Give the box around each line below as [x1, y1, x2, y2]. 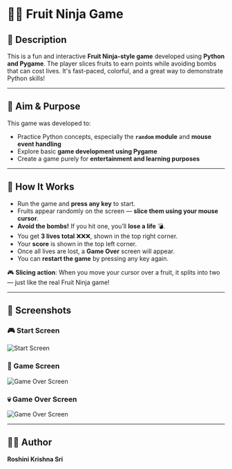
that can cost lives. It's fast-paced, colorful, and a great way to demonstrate [7, 67, 224, 75]
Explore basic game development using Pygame [17, 147, 157, 155]
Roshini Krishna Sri [7, 454, 64, 463]
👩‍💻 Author [7, 436, 52, 448]
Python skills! [7, 74, 46, 82]
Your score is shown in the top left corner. [17, 239, 137, 248]
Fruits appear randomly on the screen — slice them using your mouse [17, 207, 219, 215]
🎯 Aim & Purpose [7, 100, 81, 113]
